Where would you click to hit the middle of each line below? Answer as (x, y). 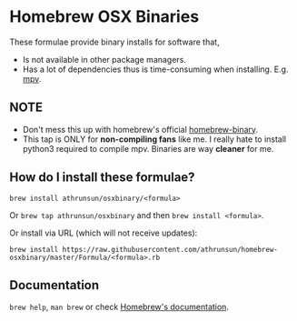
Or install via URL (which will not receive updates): (104, 233)
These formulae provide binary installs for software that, (114, 42)
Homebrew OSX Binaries (104, 17)
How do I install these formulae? (102, 178)
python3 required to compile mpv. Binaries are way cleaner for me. (148, 148)
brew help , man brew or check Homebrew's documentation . (119, 307)
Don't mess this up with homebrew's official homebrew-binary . (140, 129)
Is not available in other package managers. (104, 59)
